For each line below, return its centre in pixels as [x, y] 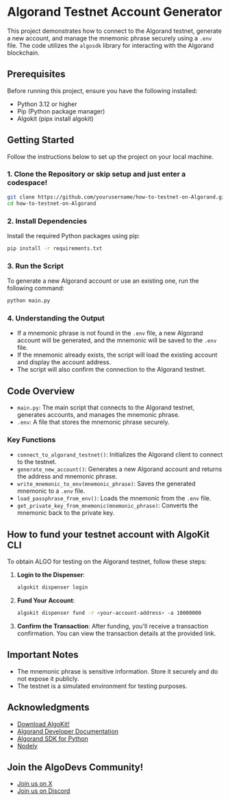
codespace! [27, 183]
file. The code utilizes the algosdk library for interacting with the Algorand [111, 45]
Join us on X [35, 784]
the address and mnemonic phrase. [67, 476]
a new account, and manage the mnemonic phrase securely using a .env [110, 38]
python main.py [29, 301]
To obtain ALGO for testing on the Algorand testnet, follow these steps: [107, 561]
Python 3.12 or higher [47, 104]
